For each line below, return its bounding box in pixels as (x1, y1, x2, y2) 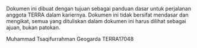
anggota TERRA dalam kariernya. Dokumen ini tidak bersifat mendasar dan (6, 11, 189, 18)
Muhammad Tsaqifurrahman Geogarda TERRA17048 (6, 36, 134, 42)
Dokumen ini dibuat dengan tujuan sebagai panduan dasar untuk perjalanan (6, 5, 192, 12)
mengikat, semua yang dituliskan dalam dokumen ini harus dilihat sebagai (6, 18, 186, 24)
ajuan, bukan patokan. (6, 24, 61, 31)
